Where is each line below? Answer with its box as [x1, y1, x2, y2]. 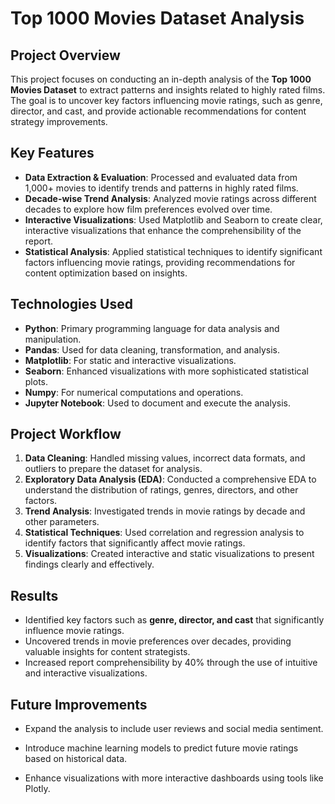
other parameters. [24, 516, 100, 528]
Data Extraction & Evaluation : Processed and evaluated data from [24, 171, 298, 183]
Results [10, 587, 59, 604]
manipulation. [24, 333, 82, 345]
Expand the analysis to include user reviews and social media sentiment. [24, 723, 324, 735]
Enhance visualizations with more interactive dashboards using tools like [24, 772, 324, 784]
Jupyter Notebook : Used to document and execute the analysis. [24, 397, 291, 409]
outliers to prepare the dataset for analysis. [24, 463, 203, 475]
